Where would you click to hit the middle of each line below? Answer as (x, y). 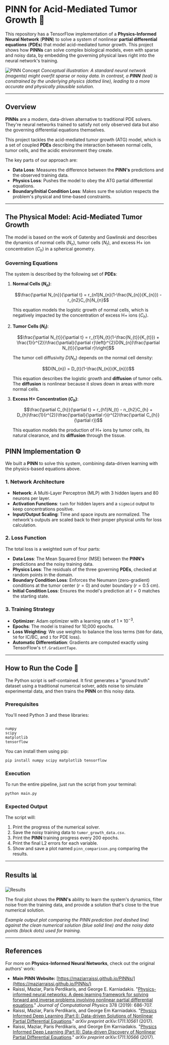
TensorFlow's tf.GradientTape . (45, 647)
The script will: (21, 817)
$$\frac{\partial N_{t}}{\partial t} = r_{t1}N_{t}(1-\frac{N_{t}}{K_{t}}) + (88, 337)
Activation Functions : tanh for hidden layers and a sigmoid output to (83, 503)
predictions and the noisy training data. (53, 564)
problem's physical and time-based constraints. (62, 196)
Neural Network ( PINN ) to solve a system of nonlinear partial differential (81, 39)
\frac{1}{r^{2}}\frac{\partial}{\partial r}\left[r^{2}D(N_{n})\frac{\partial (88, 342)
